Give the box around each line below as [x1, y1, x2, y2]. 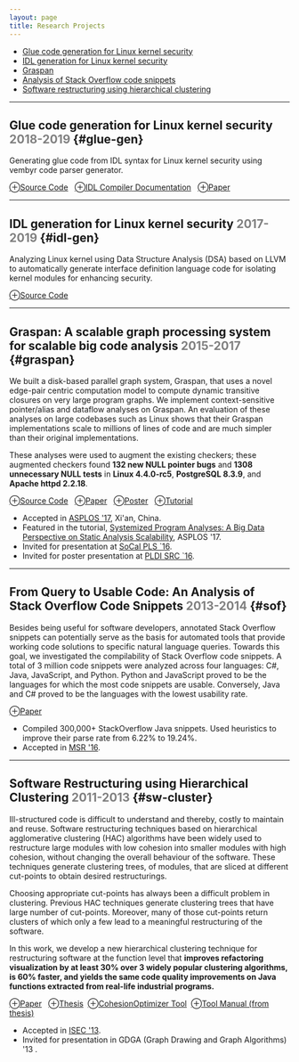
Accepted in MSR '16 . [21, 741, 101, 753]
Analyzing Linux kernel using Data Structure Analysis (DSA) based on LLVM [9, 254, 287, 265]
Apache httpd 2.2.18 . [9, 478, 88, 488]
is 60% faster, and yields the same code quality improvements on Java [9, 971, 277, 982]
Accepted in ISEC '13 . [21, 1025, 101, 1035]
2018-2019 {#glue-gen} [9, 131, 144, 147]
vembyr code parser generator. [9, 165, 124, 176]
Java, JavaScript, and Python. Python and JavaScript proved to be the [9, 669, 267, 680]
